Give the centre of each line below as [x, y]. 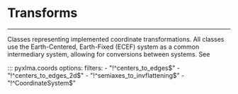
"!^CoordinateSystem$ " [42, 83]
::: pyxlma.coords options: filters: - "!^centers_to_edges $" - [94, 68]
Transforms [42, 13]
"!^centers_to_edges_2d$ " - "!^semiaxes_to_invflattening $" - [96, 75]
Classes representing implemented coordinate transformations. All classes [116, 39]
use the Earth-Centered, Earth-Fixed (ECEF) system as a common [103, 47]
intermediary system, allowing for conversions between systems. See [109, 54]
